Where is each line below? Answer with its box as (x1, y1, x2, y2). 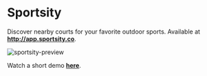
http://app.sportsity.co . (7, 34, 77, 42)
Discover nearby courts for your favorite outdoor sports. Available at (7, 27, 201, 36)
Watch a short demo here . (7, 61, 81, 69)
